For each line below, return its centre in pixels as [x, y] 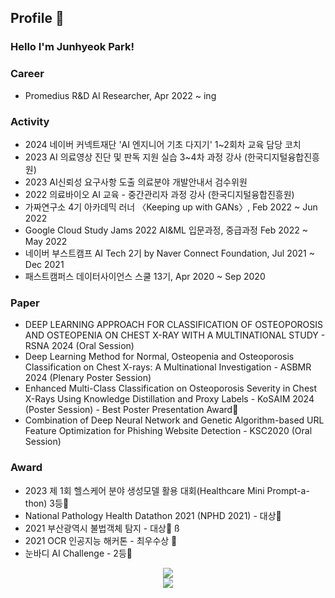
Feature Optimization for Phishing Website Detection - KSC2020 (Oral [168, 431]
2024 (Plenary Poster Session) [88, 378]
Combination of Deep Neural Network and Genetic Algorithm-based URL [174, 420]
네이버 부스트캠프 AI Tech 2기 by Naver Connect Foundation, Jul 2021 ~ [169, 253]
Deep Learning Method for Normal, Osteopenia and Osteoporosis [159, 357]
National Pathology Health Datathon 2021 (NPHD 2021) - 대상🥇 [153, 515]
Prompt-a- [288, 490]
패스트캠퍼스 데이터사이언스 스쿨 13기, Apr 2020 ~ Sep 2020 [145, 276]
